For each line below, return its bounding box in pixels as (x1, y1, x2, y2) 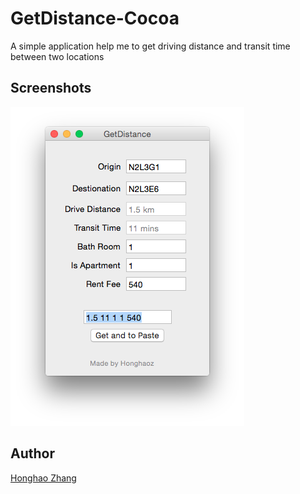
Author (10, 445, 55, 462)
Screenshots (10, 80, 92, 97)
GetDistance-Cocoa (10, 7, 180, 30)
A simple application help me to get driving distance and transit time (10, 40, 291, 52)
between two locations (10, 50, 105, 62)
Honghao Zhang (10, 472, 77, 484)
